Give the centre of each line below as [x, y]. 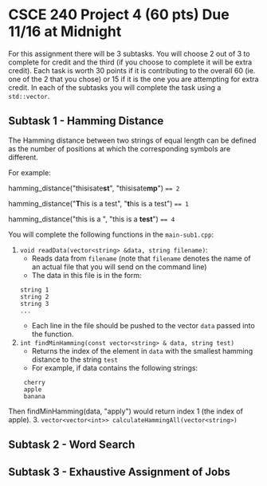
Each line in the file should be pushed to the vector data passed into [143, 325]
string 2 [34, 296]
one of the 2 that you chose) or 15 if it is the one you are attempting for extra [133, 79]
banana [34, 396]
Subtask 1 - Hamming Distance [86, 121]
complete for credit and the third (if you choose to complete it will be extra [130, 62]
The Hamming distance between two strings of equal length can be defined [132, 140]
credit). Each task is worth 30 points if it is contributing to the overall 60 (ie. [132, 70]
